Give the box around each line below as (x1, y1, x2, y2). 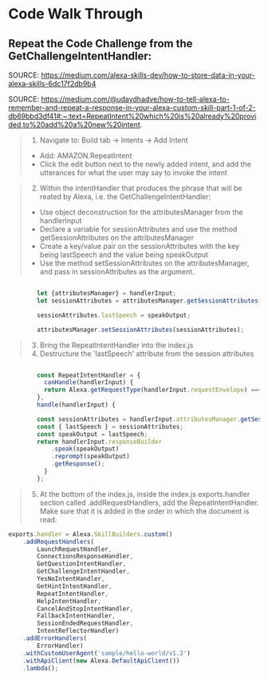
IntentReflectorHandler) (37, 627, 120, 635)
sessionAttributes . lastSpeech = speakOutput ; (37, 311, 191, 319)
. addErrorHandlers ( (22, 634, 88, 642)
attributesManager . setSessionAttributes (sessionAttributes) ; (37, 326, 245, 334)
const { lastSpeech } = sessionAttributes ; (37, 422, 183, 430)
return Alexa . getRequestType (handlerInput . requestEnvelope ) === (43, 386, 262, 394)
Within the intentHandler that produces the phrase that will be (39, 183, 242, 193)
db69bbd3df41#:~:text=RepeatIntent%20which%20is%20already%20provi (8, 111, 257, 121)
